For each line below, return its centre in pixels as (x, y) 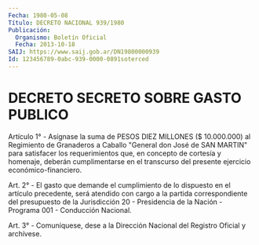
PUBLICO (38, 115)
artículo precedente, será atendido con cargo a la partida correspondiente (128, 193)
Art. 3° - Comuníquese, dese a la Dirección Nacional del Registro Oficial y (127, 225)
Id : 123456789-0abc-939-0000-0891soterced (78, 60)
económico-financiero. (45, 170)
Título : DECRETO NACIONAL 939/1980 (66, 23)
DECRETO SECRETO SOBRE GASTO (125, 98)
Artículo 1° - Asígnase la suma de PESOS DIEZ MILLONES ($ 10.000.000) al (129, 136)
